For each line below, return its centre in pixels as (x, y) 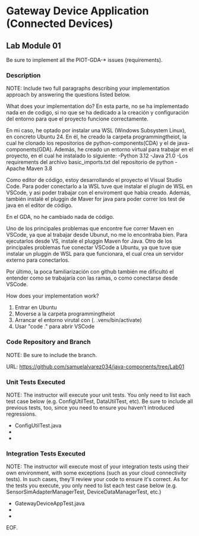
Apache (16, 169)
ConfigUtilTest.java (38, 425)
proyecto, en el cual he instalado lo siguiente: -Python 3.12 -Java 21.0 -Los (97, 156)
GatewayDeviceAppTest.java (50, 504)
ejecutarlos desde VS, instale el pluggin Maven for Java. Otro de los (89, 241)
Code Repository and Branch (48, 342)
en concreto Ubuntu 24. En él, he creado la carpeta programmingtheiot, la (97, 137)
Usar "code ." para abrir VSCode (55, 327)
